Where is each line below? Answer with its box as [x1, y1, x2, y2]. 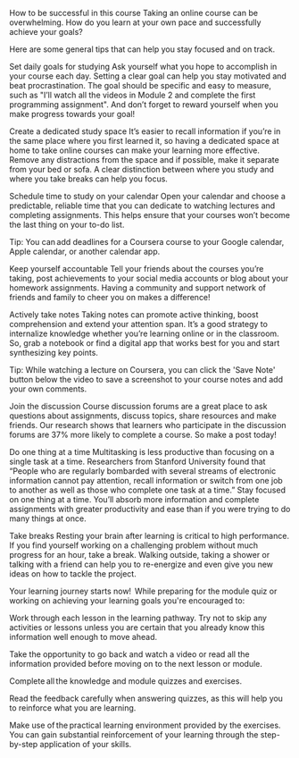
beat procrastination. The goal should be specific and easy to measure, [9, 80, 272, 90]
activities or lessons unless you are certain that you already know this [9, 622, 265, 633]
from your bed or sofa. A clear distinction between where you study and [9, 164, 275, 174]
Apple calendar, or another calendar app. [9, 246, 161, 257]
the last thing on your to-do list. [9, 219, 125, 230]
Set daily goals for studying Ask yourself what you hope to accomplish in [9, 62, 278, 72]
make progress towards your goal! [9, 109, 136, 119]
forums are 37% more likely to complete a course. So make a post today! [9, 429, 277, 440]
